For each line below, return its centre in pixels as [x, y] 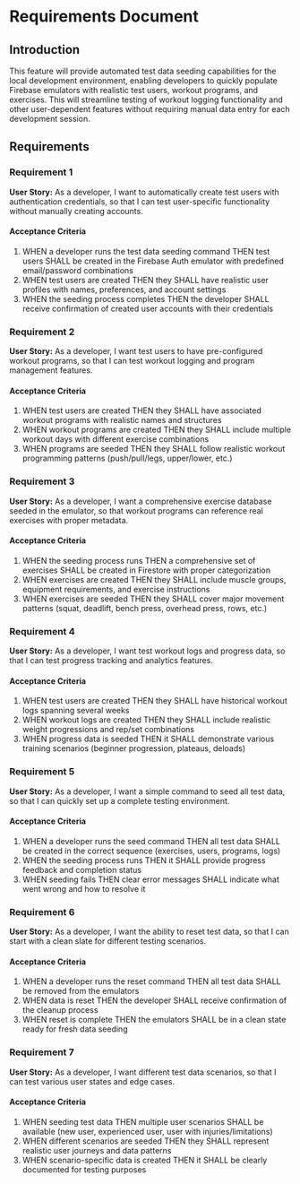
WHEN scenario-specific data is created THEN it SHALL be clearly [145, 1160]
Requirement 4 [43, 631]
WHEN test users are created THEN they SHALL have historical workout [155, 701]
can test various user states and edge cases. [92, 1081]
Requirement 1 [41, 172]
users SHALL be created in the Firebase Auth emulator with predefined [153, 261]
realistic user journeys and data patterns [97, 1150]
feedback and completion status [81, 869]
